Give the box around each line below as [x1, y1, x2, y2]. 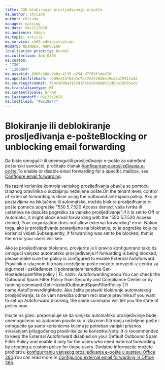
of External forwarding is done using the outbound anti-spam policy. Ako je [5, 194, 158, 200]
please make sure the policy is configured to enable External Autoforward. [5, 255, 156, 262]
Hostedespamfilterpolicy [5, 271, 55, 277]
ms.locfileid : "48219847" [5, 99, 58, 104]
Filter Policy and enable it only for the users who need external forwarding [5, 339, 156, 345]
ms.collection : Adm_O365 [5, 53, 56, 58]
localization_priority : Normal [5, 48, 69, 53]
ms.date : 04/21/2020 [5, 26, 48, 31]
